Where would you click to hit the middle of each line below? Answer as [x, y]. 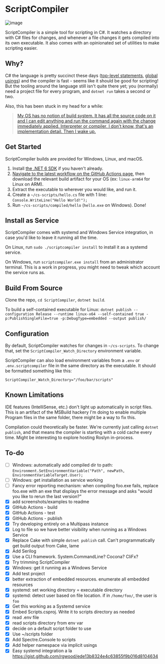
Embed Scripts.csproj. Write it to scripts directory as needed [73, 612]
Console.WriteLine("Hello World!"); [50, 200]
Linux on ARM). [28, 184]
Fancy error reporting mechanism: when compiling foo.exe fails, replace [85, 485]
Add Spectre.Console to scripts [44, 640]
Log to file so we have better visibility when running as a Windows [79, 530]
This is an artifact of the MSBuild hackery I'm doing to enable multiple [76, 412]
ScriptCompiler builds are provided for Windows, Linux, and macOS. [74, 158]
